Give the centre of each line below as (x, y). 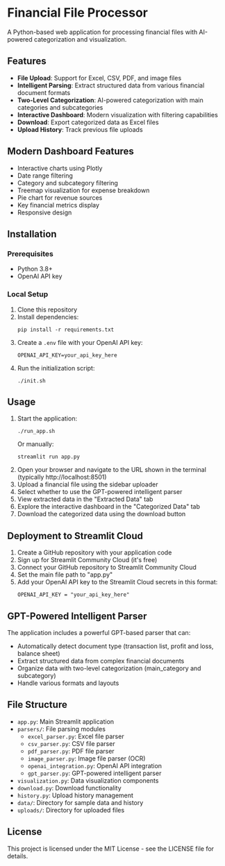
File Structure (37, 705)
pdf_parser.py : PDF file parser (71, 751)
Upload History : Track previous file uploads (80, 129)
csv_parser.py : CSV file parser (72, 743)
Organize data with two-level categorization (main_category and (109, 668)
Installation (32, 234)
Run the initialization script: (56, 368)
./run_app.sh (36, 432)
